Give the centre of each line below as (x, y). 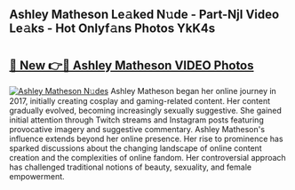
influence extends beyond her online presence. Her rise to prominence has (146, 139)
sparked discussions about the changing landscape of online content (136, 148)
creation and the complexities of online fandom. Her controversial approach (147, 158)
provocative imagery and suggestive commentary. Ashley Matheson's (137, 129)
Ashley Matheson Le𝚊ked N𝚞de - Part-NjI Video (144, 15)
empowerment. (37, 176)
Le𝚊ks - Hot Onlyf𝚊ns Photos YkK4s (112, 29)
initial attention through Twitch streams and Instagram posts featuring (136, 120)
